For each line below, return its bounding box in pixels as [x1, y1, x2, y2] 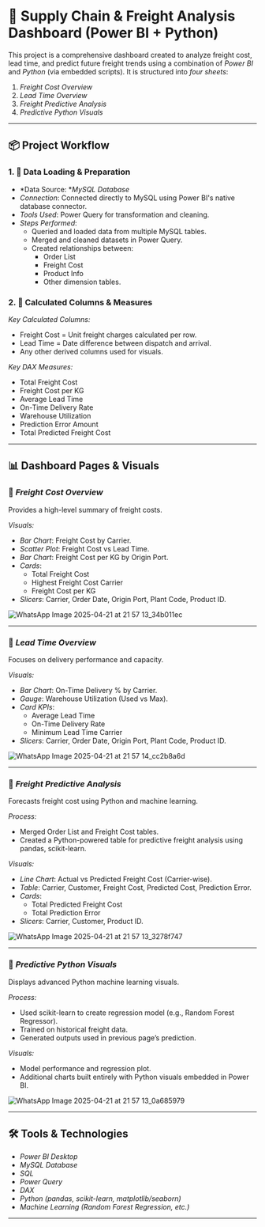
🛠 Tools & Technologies [8, 1127, 129, 1140]
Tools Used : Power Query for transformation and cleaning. [19, 210, 210, 219]
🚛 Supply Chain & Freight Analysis [8, 7, 236, 25]
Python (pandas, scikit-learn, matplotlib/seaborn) [19, 1194, 181, 1203]
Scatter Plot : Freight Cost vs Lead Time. [19, 543, 150, 553]
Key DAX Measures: [8, 362, 73, 371]
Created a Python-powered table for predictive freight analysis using [19, 835, 243, 845]
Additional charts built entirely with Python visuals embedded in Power [19, 1072, 250, 1081]
